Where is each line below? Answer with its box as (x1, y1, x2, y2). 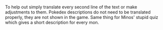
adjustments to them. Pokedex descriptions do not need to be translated (5, 9, 151, 15)
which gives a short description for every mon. (5, 19, 99, 25)
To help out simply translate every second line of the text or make (5, 4, 138, 10)
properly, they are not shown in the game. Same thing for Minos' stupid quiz (5, 15, 159, 20)
